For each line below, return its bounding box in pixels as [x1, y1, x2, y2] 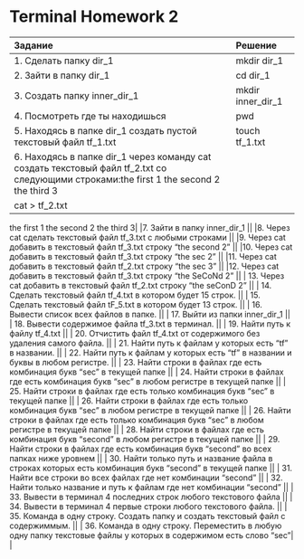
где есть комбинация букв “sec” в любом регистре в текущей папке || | [9, 375, 287, 386]
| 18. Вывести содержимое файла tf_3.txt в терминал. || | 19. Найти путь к [9, 318, 291, 329]
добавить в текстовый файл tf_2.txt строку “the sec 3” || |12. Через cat [9, 261, 280, 271]
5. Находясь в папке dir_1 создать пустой [14, 124, 197, 137]
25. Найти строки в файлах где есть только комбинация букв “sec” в [9, 385, 275, 396]
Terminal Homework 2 [9, 6, 179, 27]
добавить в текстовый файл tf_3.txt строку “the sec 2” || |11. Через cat [9, 251, 278, 261]
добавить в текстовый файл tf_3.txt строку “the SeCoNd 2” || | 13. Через [9, 270, 285, 281]
